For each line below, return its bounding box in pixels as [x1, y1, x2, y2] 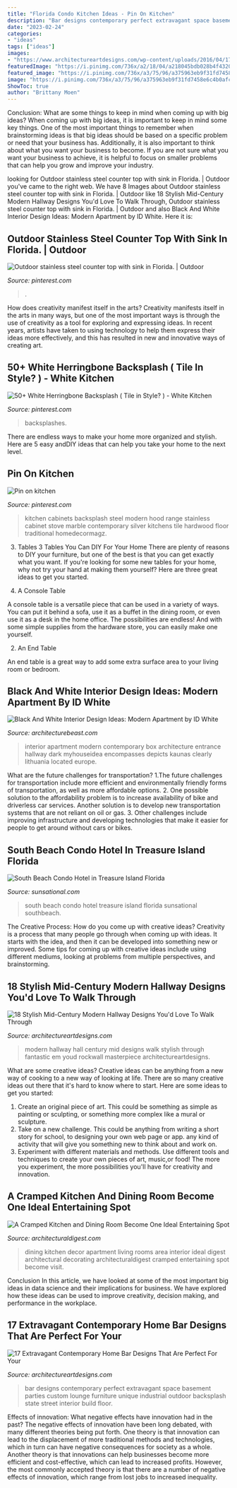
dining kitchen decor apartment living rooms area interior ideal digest [24, 1247, 226, 1256]
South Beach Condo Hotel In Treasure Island [7, 844, 206, 856]
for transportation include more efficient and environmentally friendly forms [7, 778, 227, 787]
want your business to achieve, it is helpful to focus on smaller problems [7, 153, 217, 162]
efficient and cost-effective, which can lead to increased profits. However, [7, 1458, 223, 1466]
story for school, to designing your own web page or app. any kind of [17, 1133, 219, 1141]
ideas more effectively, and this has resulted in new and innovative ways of [7, 333, 226, 342]
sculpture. [17, 1117, 47, 1126]
